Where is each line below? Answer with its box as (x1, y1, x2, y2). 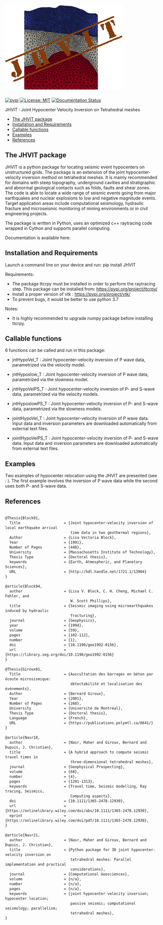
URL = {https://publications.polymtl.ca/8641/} (9, 721, 153, 725)
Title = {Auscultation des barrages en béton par (9, 672, 153, 677)
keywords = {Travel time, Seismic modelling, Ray (9, 784, 147, 789)
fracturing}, (70, 613, 97, 618)
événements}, (5, 686, 32, 691)
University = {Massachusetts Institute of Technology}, (9, 550, 156, 555)
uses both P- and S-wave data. (5, 483, 67, 489)
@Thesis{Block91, (5, 516, 40, 521)
